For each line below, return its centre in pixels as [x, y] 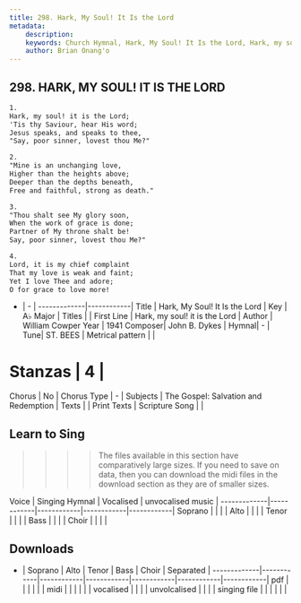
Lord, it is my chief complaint [69, 264]
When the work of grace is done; [72, 224]
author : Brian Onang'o [68, 51]
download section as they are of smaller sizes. [184, 484]
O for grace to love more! [60, 289]
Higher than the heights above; [69, 174]
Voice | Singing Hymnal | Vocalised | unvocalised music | [114, 502]
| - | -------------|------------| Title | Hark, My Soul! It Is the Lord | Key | [155, 306]
